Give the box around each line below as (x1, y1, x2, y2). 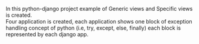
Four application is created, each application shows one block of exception (5, 18, 193, 25)
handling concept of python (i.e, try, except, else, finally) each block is (5, 24, 181, 31)
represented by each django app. (5, 31, 89, 38)
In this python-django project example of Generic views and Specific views (5, 5, 193, 12)
